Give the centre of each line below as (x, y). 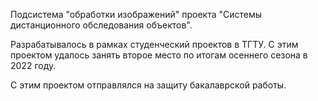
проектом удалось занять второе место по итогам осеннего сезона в (159, 55)
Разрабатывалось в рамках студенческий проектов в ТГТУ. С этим (154, 44)
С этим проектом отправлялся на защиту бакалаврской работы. (148, 85)
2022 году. (33, 65)
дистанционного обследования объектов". (101, 25)
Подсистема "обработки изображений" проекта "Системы (136, 14)
